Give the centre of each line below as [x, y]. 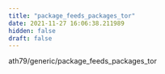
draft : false [30, 38]
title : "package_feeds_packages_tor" [72, 16]
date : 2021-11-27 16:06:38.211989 [67, 23]
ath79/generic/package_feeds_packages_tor [83, 61]
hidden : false [32, 31]
